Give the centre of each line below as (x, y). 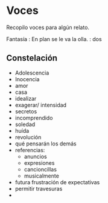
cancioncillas (40, 169)
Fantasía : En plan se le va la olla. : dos (54, 39)
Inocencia (27, 79)
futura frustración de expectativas (57, 182)
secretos (26, 111)
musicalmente (41, 176)
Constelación (32, 58)
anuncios (35, 156)
